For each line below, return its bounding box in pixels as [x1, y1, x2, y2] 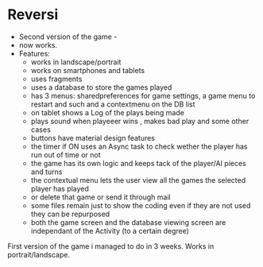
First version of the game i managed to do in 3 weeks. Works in [7, 241, 215, 251]
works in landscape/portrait [30, 57, 122, 67]
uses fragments [30, 74, 83, 83]
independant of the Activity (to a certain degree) [30, 226, 190, 235]
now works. [18, 40, 57, 49]
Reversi [7, 6, 59, 24]
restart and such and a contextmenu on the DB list [30, 99, 195, 109]
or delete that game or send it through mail [30, 192, 172, 202]
